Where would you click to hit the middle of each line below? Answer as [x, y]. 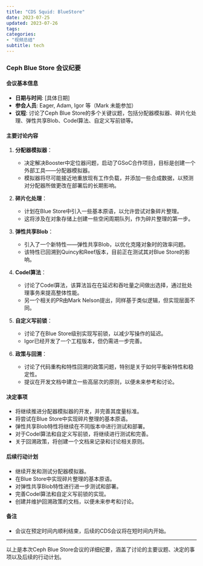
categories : [21, 34]
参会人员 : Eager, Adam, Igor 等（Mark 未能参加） [76, 105]
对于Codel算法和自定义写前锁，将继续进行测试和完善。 [83, 434]
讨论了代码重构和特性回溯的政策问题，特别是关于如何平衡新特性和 [106, 367]
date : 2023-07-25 [28, 18]
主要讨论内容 [22, 135]
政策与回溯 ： [31, 354]
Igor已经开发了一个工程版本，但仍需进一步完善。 [85, 341]
